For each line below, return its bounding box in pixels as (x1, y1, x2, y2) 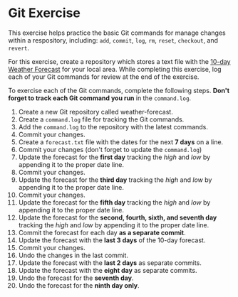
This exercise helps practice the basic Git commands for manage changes (8, 28, 227, 37)
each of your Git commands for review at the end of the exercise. (8, 72, 200, 81)
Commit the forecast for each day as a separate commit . (18, 228, 186, 237)
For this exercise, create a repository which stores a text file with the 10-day (8, 57, 231, 65)
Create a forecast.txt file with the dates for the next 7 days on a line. (18, 137, 224, 146)
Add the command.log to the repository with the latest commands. (18, 122, 209, 131)
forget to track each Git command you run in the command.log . (8, 94, 192, 102)
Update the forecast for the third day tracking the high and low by (18, 175, 212, 184)
